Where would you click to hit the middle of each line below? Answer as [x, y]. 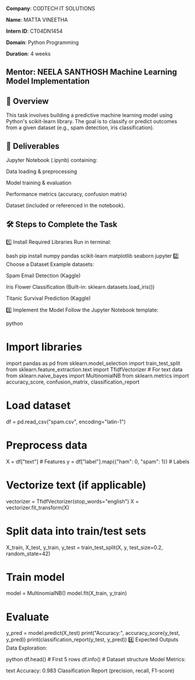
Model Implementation [48, 81]
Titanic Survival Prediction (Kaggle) [49, 298]
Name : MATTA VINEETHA [37, 20]
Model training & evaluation [39, 183]
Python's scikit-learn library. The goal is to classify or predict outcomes [92, 122]
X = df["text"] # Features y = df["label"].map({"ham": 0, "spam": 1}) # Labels [98, 461]
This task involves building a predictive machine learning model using [89, 115]
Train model [36, 577]
